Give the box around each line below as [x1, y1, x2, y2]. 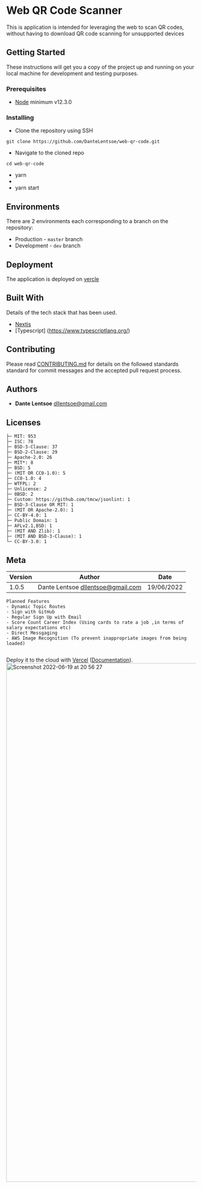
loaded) [6, 641, 26, 647]
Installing [6, 113, 34, 122]
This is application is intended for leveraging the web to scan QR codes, [6, 23, 185, 31]
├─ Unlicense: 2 [6, 486, 47, 492]
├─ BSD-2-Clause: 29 [6, 449, 58, 455]
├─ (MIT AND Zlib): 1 [6, 528, 61, 534]
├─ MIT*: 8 [6, 460, 34, 466]
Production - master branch [14, 236, 83, 243]
